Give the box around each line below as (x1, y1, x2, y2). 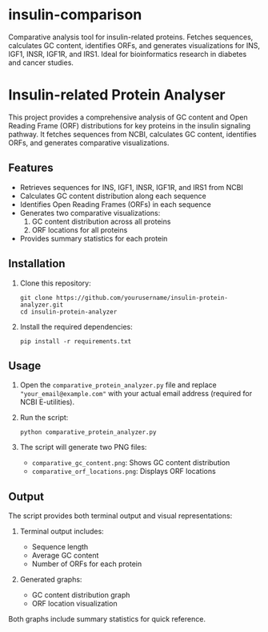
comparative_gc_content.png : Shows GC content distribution (31, 458, 230, 468)
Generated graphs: (19, 575, 82, 585)
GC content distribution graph (31, 590, 130, 600)
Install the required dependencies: (19, 322, 134, 331)
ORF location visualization (31, 599, 118, 609)
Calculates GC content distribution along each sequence (19, 191, 206, 201)
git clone (19, 294, 54, 302)
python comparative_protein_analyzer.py (19, 428, 157, 436)
